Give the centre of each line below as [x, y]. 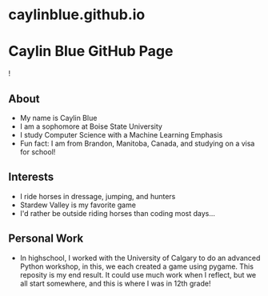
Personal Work [46, 239]
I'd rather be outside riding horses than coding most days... [118, 213]
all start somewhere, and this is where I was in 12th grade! [115, 283]
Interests [31, 177]
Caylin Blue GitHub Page [91, 52]
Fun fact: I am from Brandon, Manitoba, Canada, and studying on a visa [137, 143]
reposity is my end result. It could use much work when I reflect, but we [138, 274]
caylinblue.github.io [77, 15]
